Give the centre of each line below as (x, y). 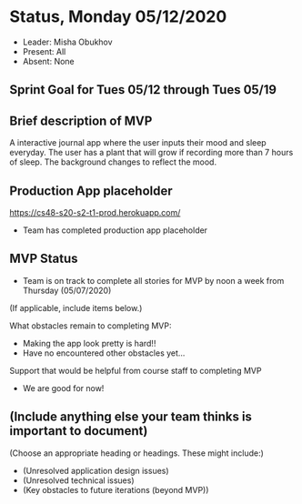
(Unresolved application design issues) (96, 470)
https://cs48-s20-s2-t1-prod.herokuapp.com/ (95, 212)
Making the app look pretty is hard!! (89, 343)
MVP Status (44, 259)
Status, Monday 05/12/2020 (118, 17)
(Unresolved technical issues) (78, 480)
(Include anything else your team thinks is (131, 417)
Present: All (44, 51)
